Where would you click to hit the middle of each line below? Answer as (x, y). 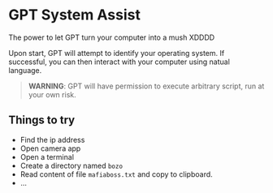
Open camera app (50, 148)
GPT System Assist (74, 15)
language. (25, 70)
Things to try (42, 120)
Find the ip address (52, 139)
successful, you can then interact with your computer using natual (119, 62)
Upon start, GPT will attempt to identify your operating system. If (117, 53)
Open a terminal (47, 157)
